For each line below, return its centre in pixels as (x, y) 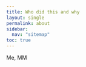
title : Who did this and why (43, 12)
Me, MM (17, 58)
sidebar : (17, 29)
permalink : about (28, 23)
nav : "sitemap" (31, 35)
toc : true (19, 40)
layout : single (25, 18)
